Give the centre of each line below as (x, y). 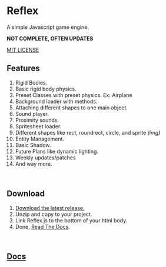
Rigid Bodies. (31, 82)
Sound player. (32, 114)
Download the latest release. (50, 208)
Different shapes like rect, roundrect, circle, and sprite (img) (88, 132)
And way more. (34, 163)
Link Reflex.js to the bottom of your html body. (71, 220)
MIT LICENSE (23, 50)
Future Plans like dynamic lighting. (57, 151)
